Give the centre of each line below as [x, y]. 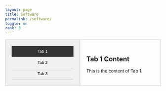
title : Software [22, 14]
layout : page [19, 10]
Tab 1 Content [108, 59]
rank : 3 [13, 28]
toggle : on [16, 23]
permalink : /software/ [28, 19]
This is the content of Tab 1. [114, 71]
